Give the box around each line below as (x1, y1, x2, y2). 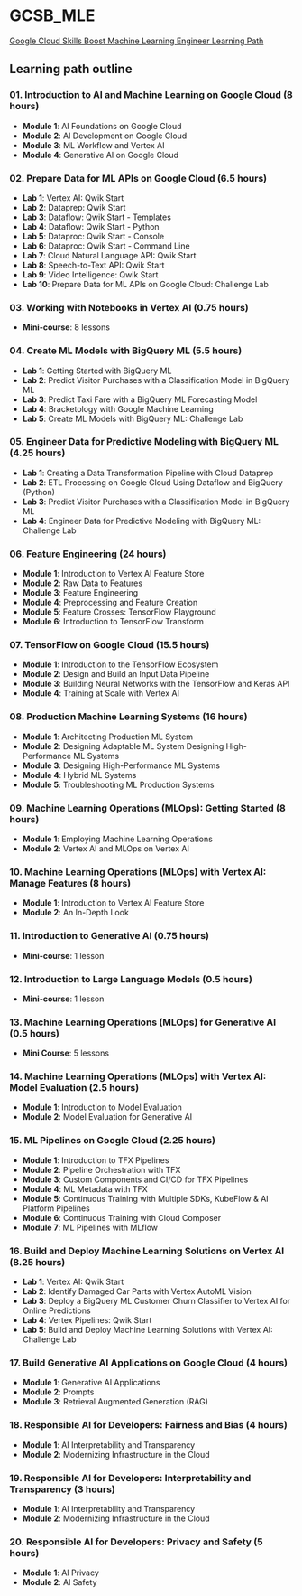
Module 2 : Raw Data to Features (22, 577, 142, 588)
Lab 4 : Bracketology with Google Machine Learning (22, 403, 214, 414)
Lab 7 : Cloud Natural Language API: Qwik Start (22, 249, 197, 260)
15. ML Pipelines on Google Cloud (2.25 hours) (9, 1134, 216, 1147)
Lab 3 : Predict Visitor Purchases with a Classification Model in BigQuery (22, 496, 290, 507)
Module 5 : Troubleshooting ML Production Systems (22, 779, 215, 790)
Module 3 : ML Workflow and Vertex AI (22, 139, 165, 150)
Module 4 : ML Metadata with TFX (22, 1183, 149, 1194)
